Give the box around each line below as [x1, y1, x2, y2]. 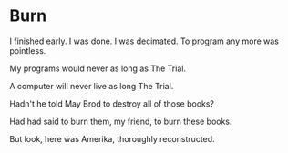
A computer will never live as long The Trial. [9, 80, 174, 91]
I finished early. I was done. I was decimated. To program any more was [9, 36, 280, 46]
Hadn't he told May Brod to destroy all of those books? [9, 97, 215, 109]
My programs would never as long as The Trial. [9, 63, 187, 74]
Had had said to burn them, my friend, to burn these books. [9, 116, 232, 127]
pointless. [9, 45, 46, 56]
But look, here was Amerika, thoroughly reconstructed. [9, 133, 216, 144]
